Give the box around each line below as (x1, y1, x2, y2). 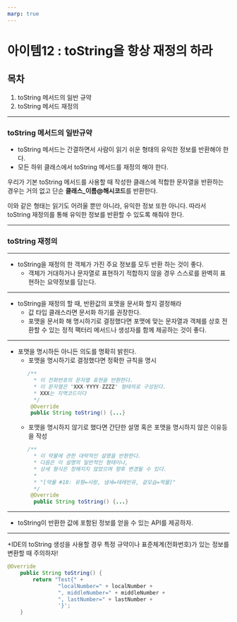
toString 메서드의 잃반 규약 (17, 93, 92, 101)
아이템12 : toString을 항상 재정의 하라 (7, 43, 213, 58)
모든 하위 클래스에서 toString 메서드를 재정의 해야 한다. (17, 163, 169, 171)
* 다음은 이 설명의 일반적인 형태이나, (33, 459, 128, 466)
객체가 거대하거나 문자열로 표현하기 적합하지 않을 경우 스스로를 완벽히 (28, 269, 219, 278)
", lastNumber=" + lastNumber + (57, 596, 153, 603)
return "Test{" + (32, 576, 83, 583)
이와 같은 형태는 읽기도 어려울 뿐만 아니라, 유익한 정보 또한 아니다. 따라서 (7, 201, 207, 210)
